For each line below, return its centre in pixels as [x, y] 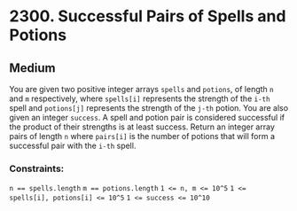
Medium [32, 68]
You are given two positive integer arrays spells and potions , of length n [141, 89]
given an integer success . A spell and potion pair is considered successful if [147, 117]
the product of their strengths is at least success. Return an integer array [142, 127]
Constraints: [37, 168]
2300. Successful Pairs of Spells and [148, 16]
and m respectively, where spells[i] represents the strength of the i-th [140, 98]
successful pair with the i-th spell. [73, 145]
